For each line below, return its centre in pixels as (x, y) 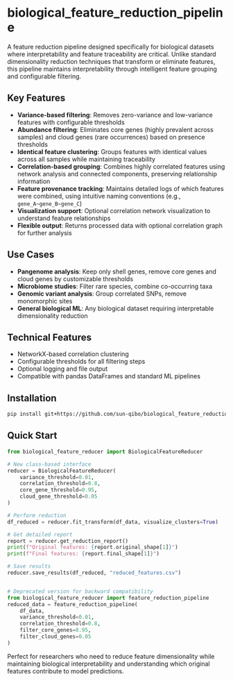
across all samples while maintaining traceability (86, 159)
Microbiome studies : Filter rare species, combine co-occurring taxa (115, 286)
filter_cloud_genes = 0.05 (55, 637)
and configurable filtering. (44, 76)
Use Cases (31, 255)
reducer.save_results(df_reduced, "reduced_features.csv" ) (94, 573)
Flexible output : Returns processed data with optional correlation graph (120, 225)
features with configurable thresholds (71, 122)
